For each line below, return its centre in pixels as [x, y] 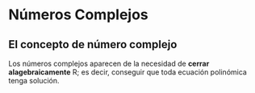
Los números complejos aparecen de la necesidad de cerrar [109, 63]
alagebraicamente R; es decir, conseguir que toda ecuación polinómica [128, 72]
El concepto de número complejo [93, 44]
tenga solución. [34, 81]
